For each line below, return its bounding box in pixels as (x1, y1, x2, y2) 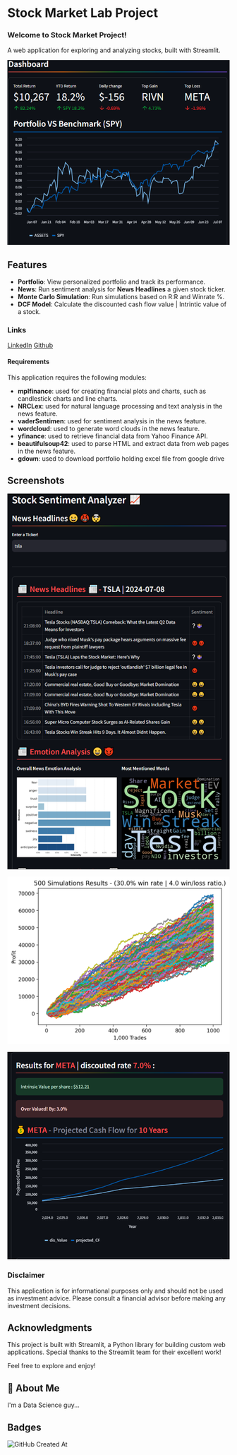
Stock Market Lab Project (7, 5, 159, 21)
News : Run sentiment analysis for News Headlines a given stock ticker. (17, 285, 226, 294)
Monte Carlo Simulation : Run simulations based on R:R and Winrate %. (17, 293, 225, 301)
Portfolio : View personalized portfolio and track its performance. (17, 277, 206, 286)
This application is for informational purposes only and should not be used (7, 1286, 224, 1295)
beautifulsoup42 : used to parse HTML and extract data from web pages (17, 439, 229, 447)
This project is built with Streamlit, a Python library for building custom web (7, 1341, 226, 1349)
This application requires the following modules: (7, 373, 147, 382)
